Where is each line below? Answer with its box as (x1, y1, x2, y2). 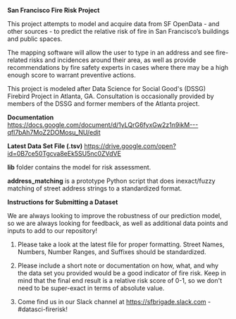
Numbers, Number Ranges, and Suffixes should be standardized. (17, 248, 206, 256)
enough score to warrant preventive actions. (7, 71, 136, 79)
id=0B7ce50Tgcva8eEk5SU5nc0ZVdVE (7, 150, 122, 157)
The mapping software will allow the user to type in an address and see (7, 49, 215, 56)
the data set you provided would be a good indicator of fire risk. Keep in (17, 269, 227, 277)
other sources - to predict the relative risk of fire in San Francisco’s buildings (7, 28, 230, 35)
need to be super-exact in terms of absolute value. (17, 284, 165, 292)
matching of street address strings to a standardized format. (7, 184, 182, 193)
